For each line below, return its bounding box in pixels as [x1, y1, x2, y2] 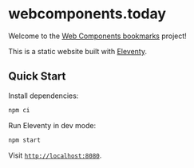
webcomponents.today [8, 5, 166, 23]
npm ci [8, 106, 30, 114]
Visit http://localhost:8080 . [8, 150, 102, 160]
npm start [8, 136, 42, 144]
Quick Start [8, 69, 66, 84]
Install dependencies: [8, 91, 79, 100]
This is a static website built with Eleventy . [8, 46, 148, 56]
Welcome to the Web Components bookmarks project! [8, 31, 188, 41]
